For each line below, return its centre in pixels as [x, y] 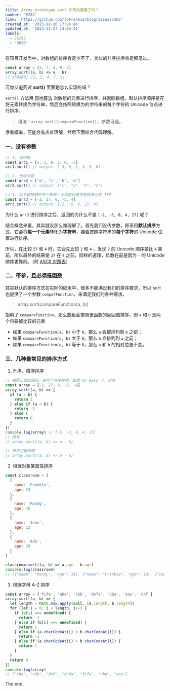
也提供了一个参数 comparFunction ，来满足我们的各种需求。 [66, 294]
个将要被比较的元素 [25, 321]
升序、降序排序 [28, 371]
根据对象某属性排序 [33, 466]
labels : [13, 33]
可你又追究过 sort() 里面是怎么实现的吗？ [48, 87]
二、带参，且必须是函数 [34, 276]
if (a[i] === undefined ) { [43, 613]
